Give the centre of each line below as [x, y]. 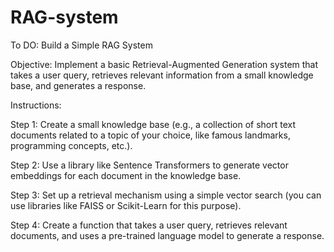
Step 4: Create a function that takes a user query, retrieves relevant [149, 225]
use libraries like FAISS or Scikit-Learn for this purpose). [126, 205]
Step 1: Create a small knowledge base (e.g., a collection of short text [153, 124]
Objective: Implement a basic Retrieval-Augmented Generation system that [164, 64]
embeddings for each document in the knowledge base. [126, 175]
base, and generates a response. [78, 85]
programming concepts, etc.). [71, 145]
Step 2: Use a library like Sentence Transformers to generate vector [149, 165]
